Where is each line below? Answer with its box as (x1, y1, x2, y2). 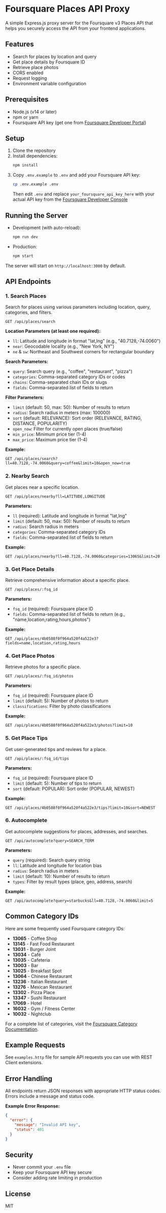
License (5, 1189, 31, 1198)
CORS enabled (12, 70, 44, 76)
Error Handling (5, 1074, 52, 1083)
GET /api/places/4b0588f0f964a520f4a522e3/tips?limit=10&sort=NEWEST (5, 805, 156, 810)
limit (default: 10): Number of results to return (12, 873, 110, 879)
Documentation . (5, 1026, 39, 1032)
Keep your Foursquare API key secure (12, 1169, 92, 1175)
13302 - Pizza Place (12, 989, 55, 995)
